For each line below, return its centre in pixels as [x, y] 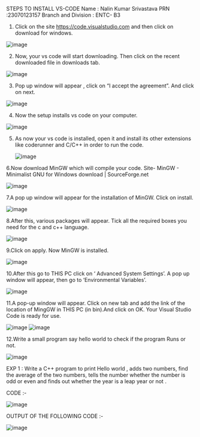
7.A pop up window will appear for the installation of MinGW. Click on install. [100, 198]
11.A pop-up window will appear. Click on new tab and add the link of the [96, 303]
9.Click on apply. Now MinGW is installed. [57, 250]
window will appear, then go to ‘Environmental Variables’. [76, 280]
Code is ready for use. [34, 316]
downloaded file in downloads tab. [57, 63]
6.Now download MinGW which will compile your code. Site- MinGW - [93, 168]
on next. [25, 92]
